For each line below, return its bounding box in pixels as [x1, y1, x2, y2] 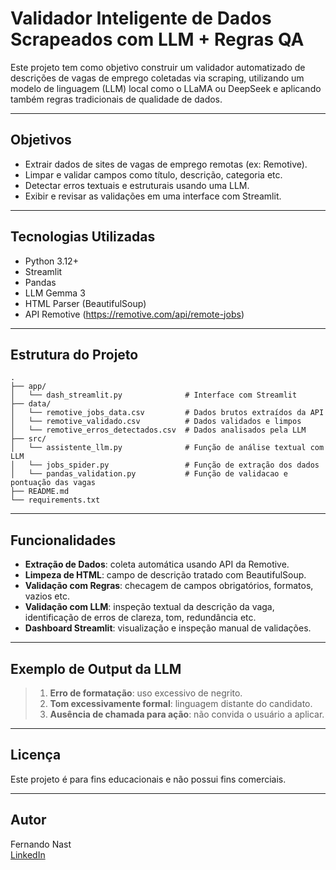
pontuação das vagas [10, 478, 97, 488]
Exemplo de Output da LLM [10, 660, 182, 677]
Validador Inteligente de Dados [10, 7, 272, 30]
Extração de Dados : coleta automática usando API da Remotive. [24, 558, 290, 571]
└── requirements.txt [10, 495, 101, 506]
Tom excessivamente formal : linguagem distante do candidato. [49, 698, 313, 709]
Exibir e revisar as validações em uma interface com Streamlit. [24, 190, 282, 202]
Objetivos [10, 132, 72, 149]
